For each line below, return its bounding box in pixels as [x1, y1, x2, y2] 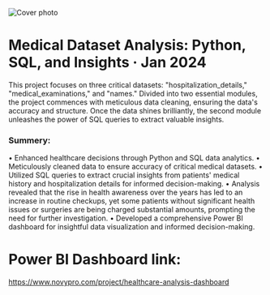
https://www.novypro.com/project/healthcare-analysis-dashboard [8, 277, 229, 287]
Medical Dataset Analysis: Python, [8, 36, 246, 54]
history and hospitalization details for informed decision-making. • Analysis [8, 179, 260, 189]
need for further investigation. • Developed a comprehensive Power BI [8, 213, 243, 223]
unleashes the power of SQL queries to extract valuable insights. [8, 114, 225, 124]
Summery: [8, 135, 51, 146]
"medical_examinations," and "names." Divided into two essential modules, [8, 88, 258, 98]
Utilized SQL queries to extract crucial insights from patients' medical [8, 170, 240, 180]
